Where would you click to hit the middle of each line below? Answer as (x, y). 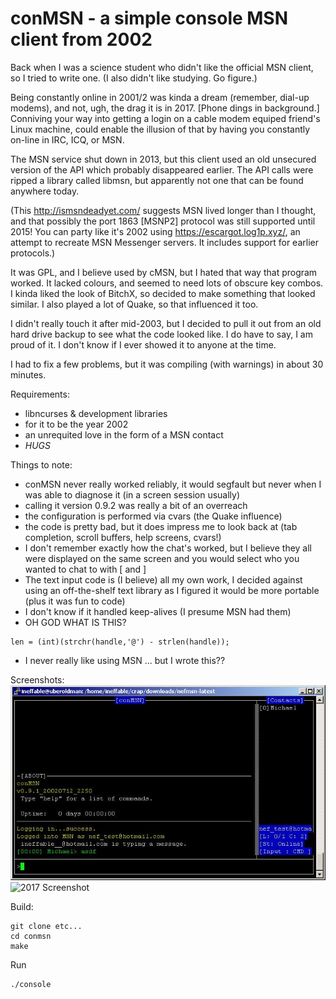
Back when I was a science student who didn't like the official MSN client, (162, 67)
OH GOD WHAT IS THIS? (75, 622)
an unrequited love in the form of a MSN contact (124, 434)
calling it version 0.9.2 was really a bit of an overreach (136, 505)
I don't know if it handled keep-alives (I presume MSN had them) (158, 611)
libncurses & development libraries (96, 413)
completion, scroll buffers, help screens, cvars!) (123, 537)
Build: (22, 907)
